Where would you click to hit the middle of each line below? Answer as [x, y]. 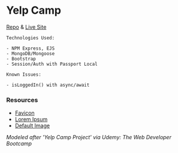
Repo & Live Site [26, 27]
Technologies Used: [31, 38]
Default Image [32, 126]
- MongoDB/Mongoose [31, 53]
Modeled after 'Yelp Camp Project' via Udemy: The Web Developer [89, 137]
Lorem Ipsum [31, 120]
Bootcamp [19, 143]
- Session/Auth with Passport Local [52, 64]
